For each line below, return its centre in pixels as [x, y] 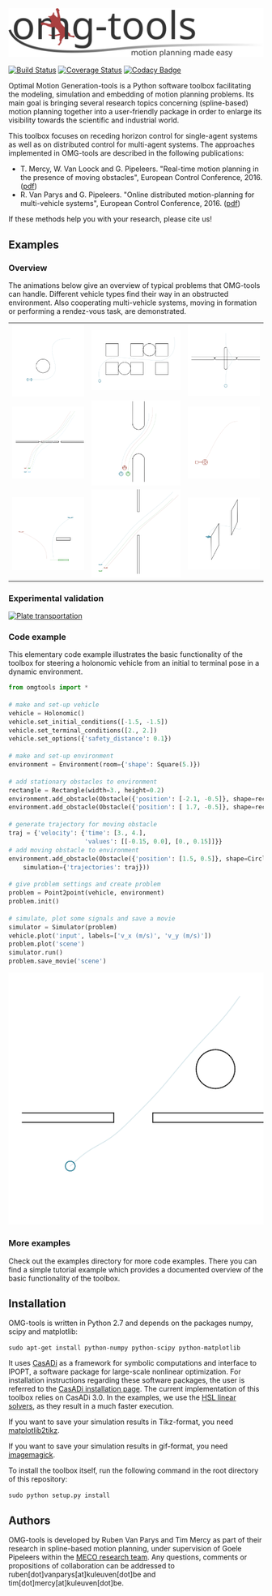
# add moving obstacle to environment [74, 850]
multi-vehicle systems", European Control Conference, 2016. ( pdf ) [130, 204]
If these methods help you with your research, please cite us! [110, 219]
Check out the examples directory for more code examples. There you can [133, 1261]
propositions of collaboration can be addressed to [92, 1566]
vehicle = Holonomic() [47, 713]
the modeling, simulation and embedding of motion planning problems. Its [132, 94]
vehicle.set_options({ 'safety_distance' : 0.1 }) [90, 739]
